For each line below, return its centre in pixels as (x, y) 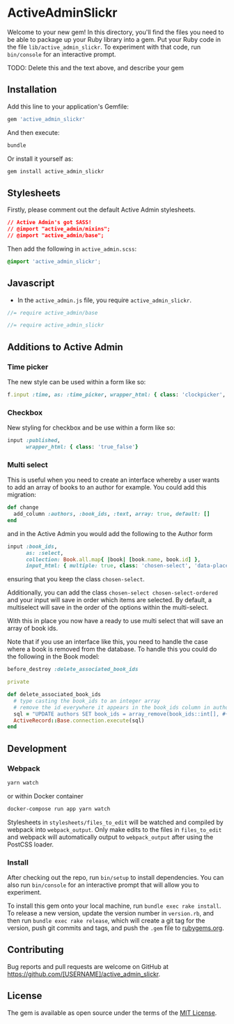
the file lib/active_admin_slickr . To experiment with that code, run (104, 47)
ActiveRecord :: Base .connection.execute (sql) (79, 720)
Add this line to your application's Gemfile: (68, 107)
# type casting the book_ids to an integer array (87, 701)
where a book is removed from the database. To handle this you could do (112, 649)
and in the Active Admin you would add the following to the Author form (110, 533)
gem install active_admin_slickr (56, 171)
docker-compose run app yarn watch (59, 809)
